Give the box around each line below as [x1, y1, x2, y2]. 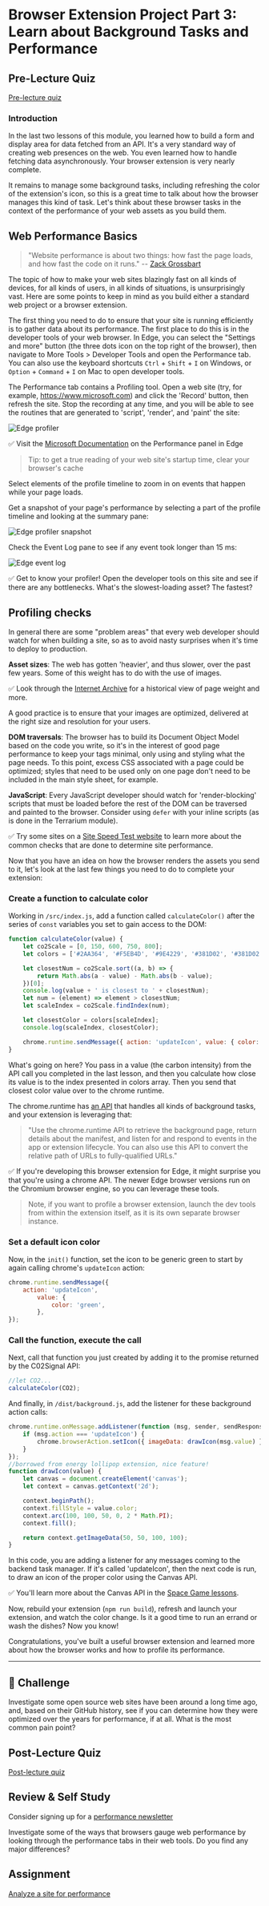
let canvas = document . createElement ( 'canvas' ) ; [22, 1475, 188, 1483]
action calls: [8, 1408, 48, 1417]
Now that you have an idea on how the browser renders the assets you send [8, 856, 260, 865]
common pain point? [8, 1723, 76, 1732]
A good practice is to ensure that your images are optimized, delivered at [8, 707, 249, 718]
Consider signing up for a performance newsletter [8, 1811, 174, 1821]
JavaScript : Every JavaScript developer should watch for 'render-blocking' [8, 790, 257, 800]
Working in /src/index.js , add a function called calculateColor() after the [8, 911, 255, 921]
